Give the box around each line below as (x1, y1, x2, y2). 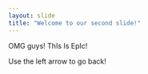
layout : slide (8, 11, 56, 20)
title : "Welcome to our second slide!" (8, 19, 142, 27)
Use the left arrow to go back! (8, 56, 106, 66)
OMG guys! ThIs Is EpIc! (8, 41, 88, 50)
